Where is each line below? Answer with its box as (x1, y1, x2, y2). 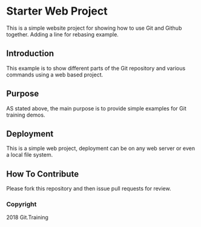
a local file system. (6, 151, 53, 158)
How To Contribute (6, 169, 79, 179)
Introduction (6, 49, 54, 59)
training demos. (6, 111, 45, 118)
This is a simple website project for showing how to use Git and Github (6, 24, 182, 32)
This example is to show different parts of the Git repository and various (6, 64, 186, 72)
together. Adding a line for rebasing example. (6, 30, 119, 38)
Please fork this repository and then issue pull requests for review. (6, 185, 171, 192)
